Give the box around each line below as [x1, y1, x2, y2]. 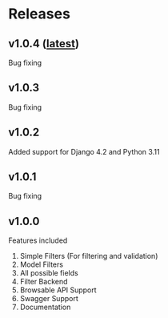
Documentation [19, 302, 71, 312]
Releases [8, 5, 70, 23]
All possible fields [19, 268, 78, 278]
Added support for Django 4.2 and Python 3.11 [8, 147, 160, 156]
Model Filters [19, 260, 64, 269]
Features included [8, 235, 68, 245]
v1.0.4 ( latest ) [8, 37, 80, 50]
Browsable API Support [19, 285, 98, 295]
